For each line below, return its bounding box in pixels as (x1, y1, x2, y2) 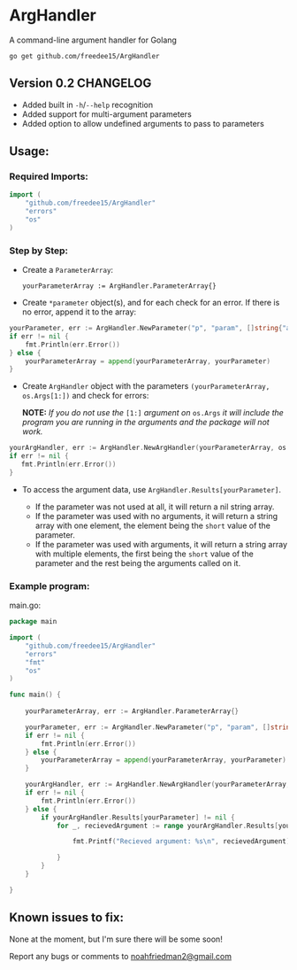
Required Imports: (9, 170, 88, 182)
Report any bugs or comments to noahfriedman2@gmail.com (9, 951, 232, 961)
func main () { (9, 690, 62, 700)
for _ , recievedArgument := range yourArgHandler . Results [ (56, 821, 278, 830)
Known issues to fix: (9, 910, 124, 926)
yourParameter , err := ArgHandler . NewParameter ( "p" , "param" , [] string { (9, 324, 283, 333)
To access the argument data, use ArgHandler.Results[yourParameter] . (21, 484, 281, 494)
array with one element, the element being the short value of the (34, 520, 271, 531)
